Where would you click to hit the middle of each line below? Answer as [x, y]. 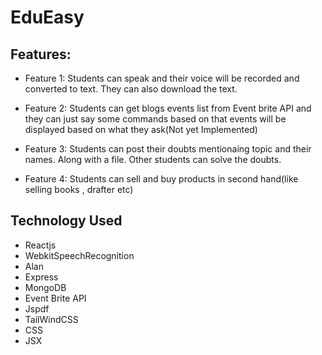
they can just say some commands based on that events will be [155, 119]
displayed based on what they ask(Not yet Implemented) [141, 129]
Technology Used [66, 221]
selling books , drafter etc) [79, 189]
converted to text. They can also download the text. [131, 89]
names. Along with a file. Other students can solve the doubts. [153, 159]
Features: [41, 54]
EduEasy [47, 17]
